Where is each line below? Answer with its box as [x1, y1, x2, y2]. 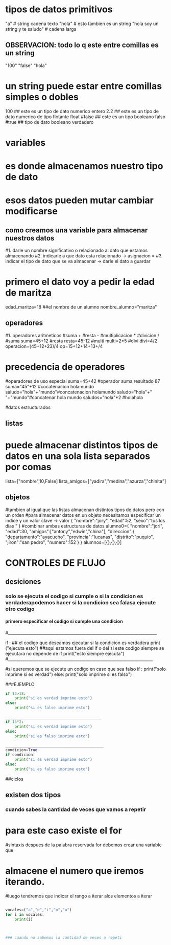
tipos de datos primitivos [5, 4, 113, 15]
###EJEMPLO [5, 681, 35, 687]
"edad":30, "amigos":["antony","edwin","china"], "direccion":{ [5, 528, 135, 534]
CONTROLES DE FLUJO [5, 557, 106, 569]
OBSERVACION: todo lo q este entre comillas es [5, 41, 159, 50]
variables [5, 137, 46, 148]
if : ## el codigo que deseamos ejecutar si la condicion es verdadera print [5, 640, 161, 646]
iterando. [5, 876, 45, 888]
